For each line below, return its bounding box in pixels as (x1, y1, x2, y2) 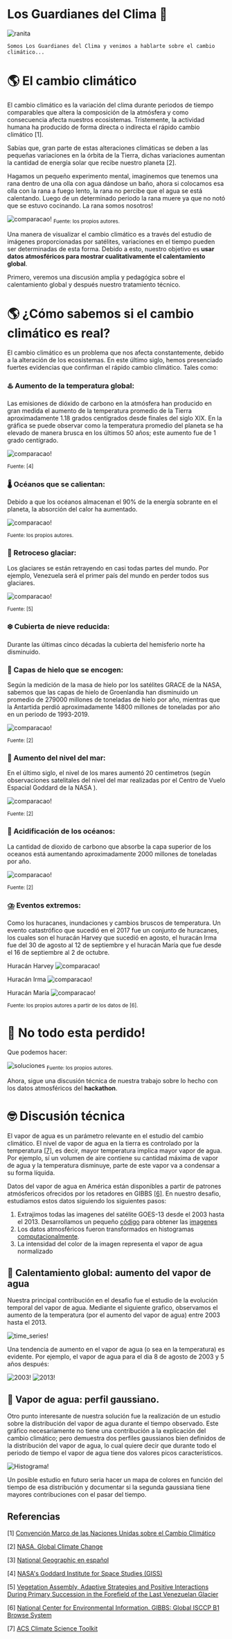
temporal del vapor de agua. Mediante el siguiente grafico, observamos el (7, 1304, 218, 1312)
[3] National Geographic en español (7, 1556, 109, 1564)
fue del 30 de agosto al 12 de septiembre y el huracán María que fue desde (7, 940, 222, 949)
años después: (7, 1360, 50, 1368)
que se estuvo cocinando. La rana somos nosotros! (7, 201, 154, 210)
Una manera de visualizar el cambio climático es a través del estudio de (7, 230, 212, 238)
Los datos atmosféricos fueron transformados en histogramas (17, 1225, 195, 1233)
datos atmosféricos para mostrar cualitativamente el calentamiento (7, 252, 206, 260)
